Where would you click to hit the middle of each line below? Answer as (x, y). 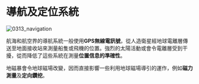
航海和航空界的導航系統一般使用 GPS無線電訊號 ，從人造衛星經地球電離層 (94, 41)
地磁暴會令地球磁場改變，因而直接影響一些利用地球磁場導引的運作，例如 (94, 68)
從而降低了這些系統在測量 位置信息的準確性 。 (71, 55)
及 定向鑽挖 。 (32, 75)
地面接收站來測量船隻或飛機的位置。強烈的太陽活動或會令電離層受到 (99, 48)
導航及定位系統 (43, 12)
